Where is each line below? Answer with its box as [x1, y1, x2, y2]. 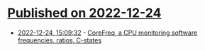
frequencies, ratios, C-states [17, 35, 101, 44]
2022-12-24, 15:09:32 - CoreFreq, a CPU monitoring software [17, 28, 198, 37]
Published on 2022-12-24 [7, 5, 162, 21]
